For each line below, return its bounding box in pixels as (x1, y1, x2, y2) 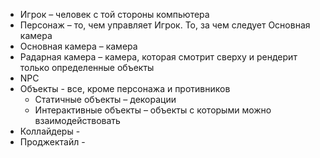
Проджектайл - (19, 136, 86, 148)
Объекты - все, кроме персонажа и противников (19, 83, 231, 94)
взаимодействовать (34, 115, 121, 126)
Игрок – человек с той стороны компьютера (19, 9, 210, 20)
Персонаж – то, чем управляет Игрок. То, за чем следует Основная (19, 19, 311, 31)
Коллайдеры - (19, 125, 81, 137)
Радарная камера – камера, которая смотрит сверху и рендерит (19, 51, 298, 63)
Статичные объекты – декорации (34, 94, 177, 105)
